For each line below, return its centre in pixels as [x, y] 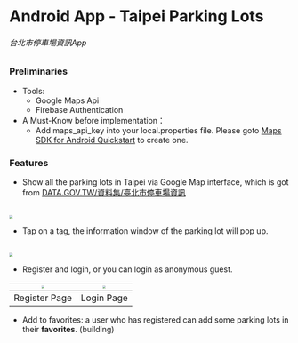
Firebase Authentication [79, 109]
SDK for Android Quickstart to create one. [112, 140]
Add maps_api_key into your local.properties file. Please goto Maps [158, 130]
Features [29, 163]
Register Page [43, 298]
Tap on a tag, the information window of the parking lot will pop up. [145, 231]
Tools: [33, 91]
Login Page [105, 298]
